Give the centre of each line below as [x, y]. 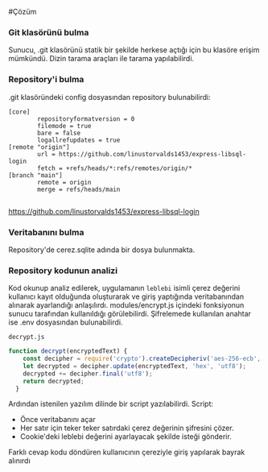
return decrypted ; [54, 381]
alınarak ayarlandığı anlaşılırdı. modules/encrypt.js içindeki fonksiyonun [126, 305]
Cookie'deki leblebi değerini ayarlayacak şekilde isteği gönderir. [126, 437]
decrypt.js [27, 337]
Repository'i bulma [46, 80]
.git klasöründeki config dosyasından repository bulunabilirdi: [109, 97]
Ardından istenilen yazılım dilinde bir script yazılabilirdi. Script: [111, 404]
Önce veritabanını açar [58, 420]
